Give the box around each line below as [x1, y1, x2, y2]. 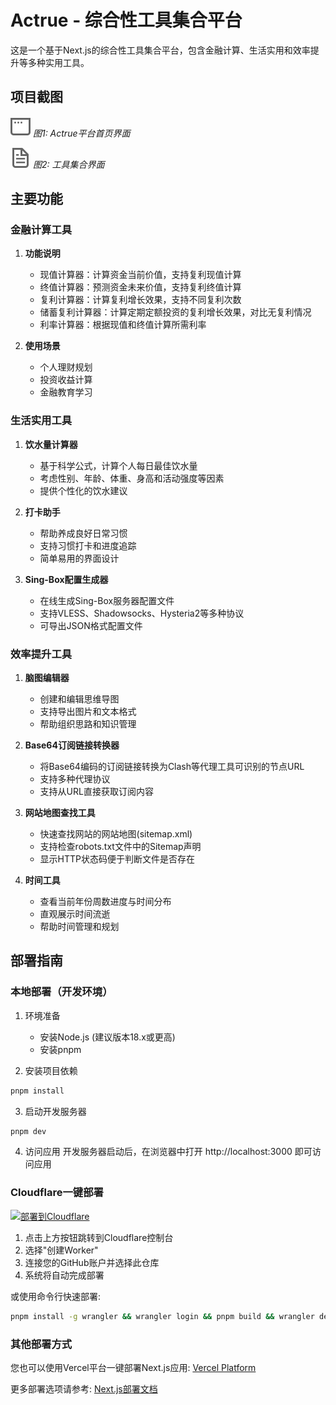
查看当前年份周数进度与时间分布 [39, 896, 172, 908]
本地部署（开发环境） [10, 985, 113, 999]
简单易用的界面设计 [39, 552, 120, 564]
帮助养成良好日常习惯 [39, 527, 128, 539]
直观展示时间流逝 [39, 908, 111, 920]
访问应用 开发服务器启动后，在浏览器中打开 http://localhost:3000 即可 [24, 1146, 313, 1158]
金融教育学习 [39, 386, 93, 398]
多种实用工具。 [27, 56, 90, 68]
